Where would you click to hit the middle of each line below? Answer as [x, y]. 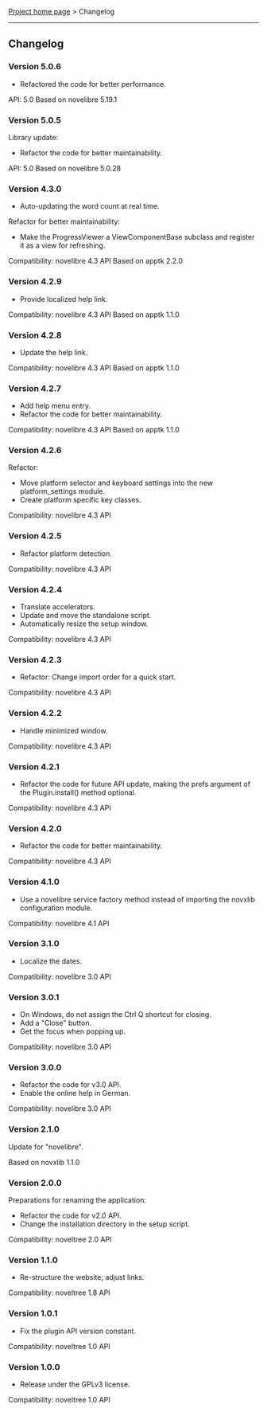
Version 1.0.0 [34, 1367]
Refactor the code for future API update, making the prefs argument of [135, 784]
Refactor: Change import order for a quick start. [98, 677]
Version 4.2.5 [35, 536]
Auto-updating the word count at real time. [89, 206]
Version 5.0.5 [35, 120]
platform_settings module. [62, 491]
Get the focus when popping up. [72, 1031]
